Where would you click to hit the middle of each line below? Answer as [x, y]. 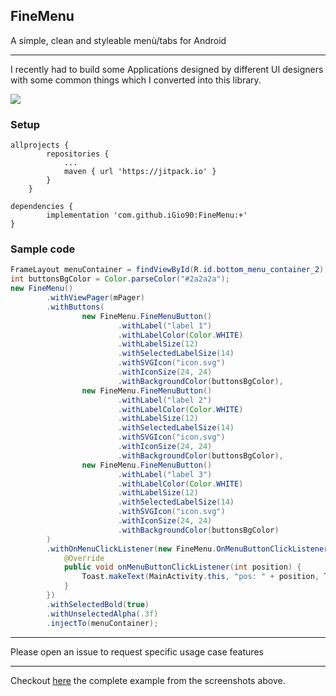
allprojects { [40, 145]
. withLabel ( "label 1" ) [165, 325]
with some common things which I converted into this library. [136, 80]
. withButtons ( [75, 307]
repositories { [78, 154]
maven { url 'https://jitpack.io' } [140, 172]
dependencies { [42, 207]
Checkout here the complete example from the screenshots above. [148, 680]
